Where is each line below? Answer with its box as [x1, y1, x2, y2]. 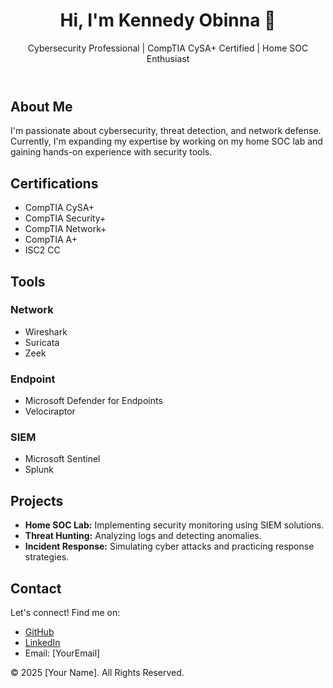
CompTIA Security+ [24, 212, 107, 224]
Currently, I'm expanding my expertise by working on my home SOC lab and [10, 135, 323, 148]
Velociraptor [24, 405, 76, 418]
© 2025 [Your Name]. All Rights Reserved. [10, 667, 185, 679]
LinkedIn [24, 637, 61, 649]
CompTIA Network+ [24, 223, 107, 235]
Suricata [24, 336, 60, 348]
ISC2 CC [24, 244, 61, 256]
